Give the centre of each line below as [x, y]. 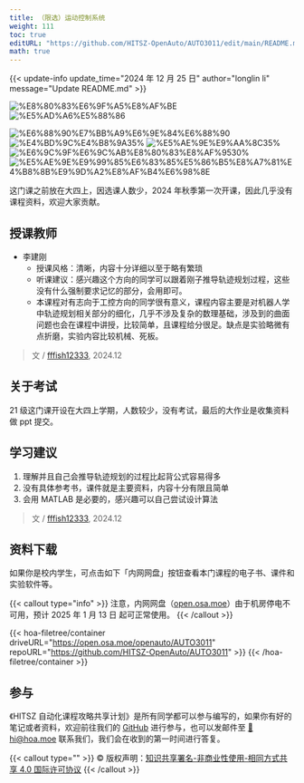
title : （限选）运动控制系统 [57, 18]
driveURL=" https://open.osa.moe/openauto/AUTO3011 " [113, 643]
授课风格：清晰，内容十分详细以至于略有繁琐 [119, 267]
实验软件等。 [33, 585]
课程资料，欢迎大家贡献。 [57, 202]
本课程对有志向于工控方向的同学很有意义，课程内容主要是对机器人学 [163, 302]
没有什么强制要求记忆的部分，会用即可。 [111, 290]
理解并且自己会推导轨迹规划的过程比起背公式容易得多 [122, 476]
